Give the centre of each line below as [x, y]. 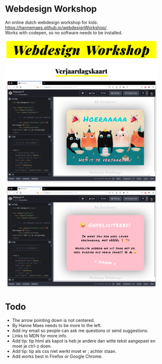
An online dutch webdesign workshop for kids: [52, 22]
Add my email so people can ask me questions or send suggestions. [80, 331]
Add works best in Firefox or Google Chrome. [57, 356]
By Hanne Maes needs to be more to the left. [57, 326]
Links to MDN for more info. [40, 336]
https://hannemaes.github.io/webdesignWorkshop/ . [57, 27]
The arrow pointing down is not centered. [53, 320]
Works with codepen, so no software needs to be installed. [64, 33]
